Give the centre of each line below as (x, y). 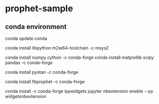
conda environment (36, 27)
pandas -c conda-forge (29, 63)
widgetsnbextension (26, 96)
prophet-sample (39, 9)
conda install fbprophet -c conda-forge (45, 82)
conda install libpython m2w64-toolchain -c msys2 (57, 48)
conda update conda (26, 38)
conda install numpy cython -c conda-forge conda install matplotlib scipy (79, 57)
